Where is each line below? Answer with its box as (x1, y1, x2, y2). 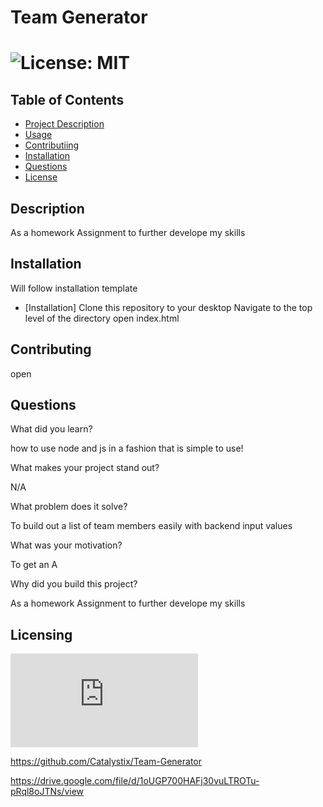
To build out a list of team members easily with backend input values (10, 520, 293, 532)
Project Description (24, 118, 105, 130)
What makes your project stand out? (10, 462, 160, 474)
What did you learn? (10, 423, 93, 435)
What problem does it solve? (10, 501, 128, 513)
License (24, 171, 58, 183)
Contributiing (24, 139, 80, 151)
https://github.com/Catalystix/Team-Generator (10, 756, 203, 768)
